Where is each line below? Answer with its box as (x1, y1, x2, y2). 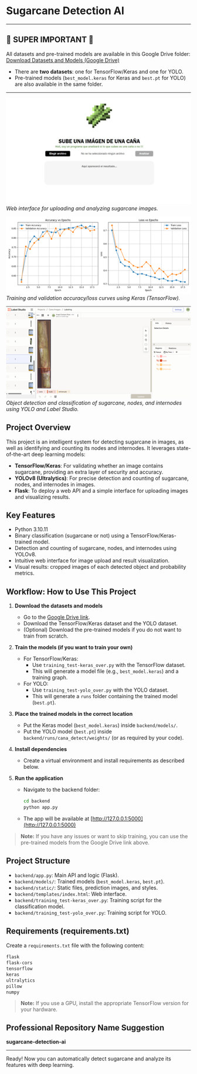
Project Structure (6, 856, 70, 866)
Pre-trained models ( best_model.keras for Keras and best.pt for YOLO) (14, 74, 186, 81)
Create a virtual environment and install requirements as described (23, 757, 185, 764)
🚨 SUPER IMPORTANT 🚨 (6, 35, 94, 45)
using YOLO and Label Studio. (6, 405, 79, 412)
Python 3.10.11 (14, 526, 48, 533)
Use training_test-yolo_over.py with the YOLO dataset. (32, 686, 169, 693)
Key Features (6, 511, 56, 521)
